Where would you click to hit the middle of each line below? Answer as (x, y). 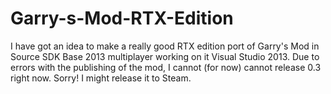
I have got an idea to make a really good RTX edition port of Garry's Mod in (165, 46)
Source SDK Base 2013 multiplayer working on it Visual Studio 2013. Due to (165, 56)
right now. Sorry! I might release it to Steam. (101, 78)
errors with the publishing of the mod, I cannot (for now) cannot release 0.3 (166, 67)
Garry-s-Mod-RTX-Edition (122, 18)
